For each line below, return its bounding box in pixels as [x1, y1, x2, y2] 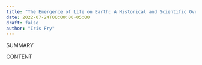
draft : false [6, 20, 39, 26]
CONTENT [6, 53, 32, 60]
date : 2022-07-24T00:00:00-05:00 [6, 14, 90, 20]
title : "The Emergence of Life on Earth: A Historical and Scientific [6, 8, 187, 15]
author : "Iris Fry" [6, 25, 55, 32]
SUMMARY [6, 42, 34, 49]
